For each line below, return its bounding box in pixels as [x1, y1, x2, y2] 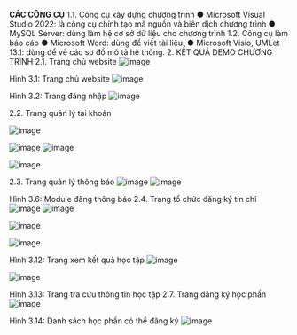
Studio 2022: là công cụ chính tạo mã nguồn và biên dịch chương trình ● [9, 19, 277, 29]
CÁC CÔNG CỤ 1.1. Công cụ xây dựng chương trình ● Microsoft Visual [9, 10, 266, 19]
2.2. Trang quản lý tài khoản [9, 108, 112, 118]
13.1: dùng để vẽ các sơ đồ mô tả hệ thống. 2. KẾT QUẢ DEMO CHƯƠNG [9, 47, 273, 58]
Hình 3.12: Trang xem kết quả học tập [9, 254, 145, 265]
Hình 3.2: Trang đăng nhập [9, 90, 107, 101]
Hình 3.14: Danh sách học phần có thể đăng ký [9, 316, 179, 326]
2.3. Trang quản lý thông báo [9, 176, 115, 187]
